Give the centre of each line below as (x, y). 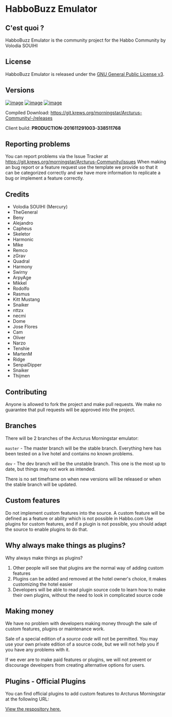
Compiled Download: (27, 112)
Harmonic (23, 240)
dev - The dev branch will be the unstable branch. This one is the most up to (85, 463)
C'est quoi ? (25, 28)
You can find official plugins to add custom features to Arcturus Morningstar (85, 694)
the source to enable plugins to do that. (47, 529)
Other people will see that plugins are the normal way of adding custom (88, 568)
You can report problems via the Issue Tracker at (57, 157)
